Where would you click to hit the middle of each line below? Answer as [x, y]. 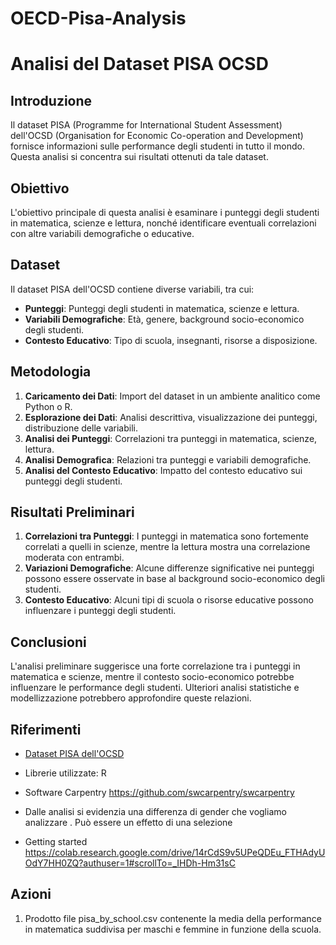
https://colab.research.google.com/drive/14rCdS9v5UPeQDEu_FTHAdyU [175, 853]
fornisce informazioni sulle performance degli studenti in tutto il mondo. [157, 146]
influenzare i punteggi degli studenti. [100, 611]
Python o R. [48, 406]
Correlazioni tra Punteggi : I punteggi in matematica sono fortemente [167, 536]
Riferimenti [46, 729]
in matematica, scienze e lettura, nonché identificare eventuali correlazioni [163, 223]
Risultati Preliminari [72, 512]
